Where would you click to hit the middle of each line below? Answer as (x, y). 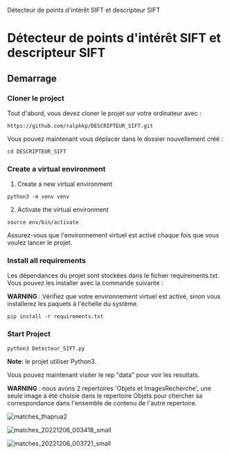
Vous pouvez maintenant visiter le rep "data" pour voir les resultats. (104, 375)
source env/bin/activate (43, 222)
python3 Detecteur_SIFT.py (46, 348)
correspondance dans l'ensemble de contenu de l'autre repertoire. (102, 403)
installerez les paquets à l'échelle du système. (73, 304)
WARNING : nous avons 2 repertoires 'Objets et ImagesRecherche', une (109, 388)
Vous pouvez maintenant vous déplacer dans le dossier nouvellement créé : (115, 139)
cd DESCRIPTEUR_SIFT (37, 151)
